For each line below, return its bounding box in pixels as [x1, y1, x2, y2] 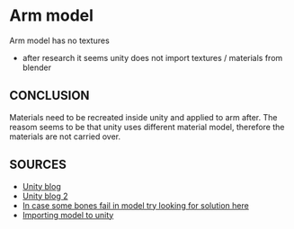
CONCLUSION [9, 88, 90, 103]
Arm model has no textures [9, 35, 110, 46]
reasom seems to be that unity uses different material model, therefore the [9, 121, 285, 132]
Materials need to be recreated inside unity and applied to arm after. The [9, 111, 278, 122]
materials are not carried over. [9, 131, 121, 142]
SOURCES [9, 157, 67, 172]
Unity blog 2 [22, 190, 68, 201]
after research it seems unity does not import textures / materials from [22, 52, 283, 63]
